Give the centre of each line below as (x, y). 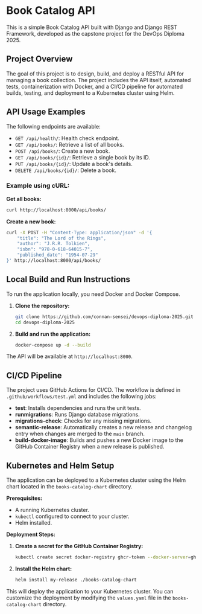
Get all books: (24, 199)
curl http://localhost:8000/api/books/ (56, 210)
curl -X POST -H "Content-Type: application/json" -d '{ (79, 232)
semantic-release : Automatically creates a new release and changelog (103, 427)
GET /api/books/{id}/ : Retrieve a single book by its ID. (83, 157)
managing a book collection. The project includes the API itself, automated (99, 80)
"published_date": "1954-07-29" (58, 255)
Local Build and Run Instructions (68, 279)
